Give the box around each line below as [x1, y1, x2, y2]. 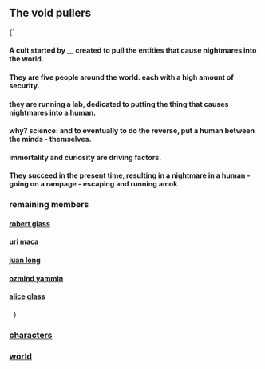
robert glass [9, 218, 50, 228]
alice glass [9, 292, 46, 301]
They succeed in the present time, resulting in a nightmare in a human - [9, 171, 251, 180]
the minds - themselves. [9, 135, 92, 144]
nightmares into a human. [9, 108, 97, 117]
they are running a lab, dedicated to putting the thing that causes [9, 99, 229, 108]
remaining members [9, 199, 89, 210]
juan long [9, 255, 41, 265]
